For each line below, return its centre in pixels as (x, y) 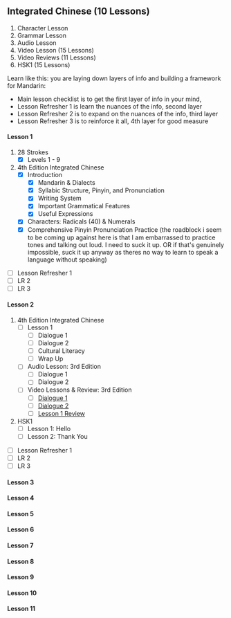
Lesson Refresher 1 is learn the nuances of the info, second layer (110, 106)
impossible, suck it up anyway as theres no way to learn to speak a (123, 252)
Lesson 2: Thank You (57, 436)
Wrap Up (50, 358)
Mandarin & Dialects (66, 183)
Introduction (45, 175)
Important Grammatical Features (84, 206)
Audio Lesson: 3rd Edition (64, 367)
